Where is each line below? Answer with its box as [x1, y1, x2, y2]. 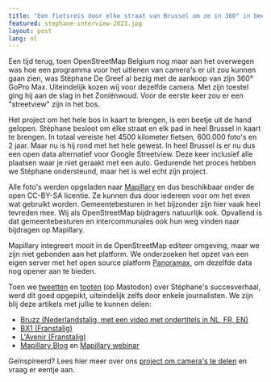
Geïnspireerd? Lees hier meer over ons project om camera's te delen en [8, 356, 248, 366]
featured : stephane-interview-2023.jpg [8, 19, 143, 27]
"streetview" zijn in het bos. [8, 99, 101, 109]
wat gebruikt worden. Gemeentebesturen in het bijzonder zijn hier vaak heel [8, 199, 261, 209]
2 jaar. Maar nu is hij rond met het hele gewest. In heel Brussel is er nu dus [8, 141, 256, 150]
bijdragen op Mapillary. [8, 225, 85, 235]
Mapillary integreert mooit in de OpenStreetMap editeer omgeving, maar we [8, 241, 260, 250]
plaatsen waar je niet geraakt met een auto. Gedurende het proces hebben [8, 158, 256, 168]
